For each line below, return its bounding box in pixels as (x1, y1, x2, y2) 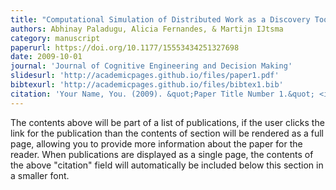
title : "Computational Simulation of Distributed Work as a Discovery (10, 14, 311, 25)
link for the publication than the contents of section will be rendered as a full (10, 127, 324, 139)
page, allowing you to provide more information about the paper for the (10, 137, 303, 150)
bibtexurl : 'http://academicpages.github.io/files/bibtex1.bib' (10, 80, 284, 90)
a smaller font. (10, 169, 70, 181)
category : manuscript (10, 33, 101, 43)
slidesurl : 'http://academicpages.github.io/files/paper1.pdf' (10, 71, 280, 81)
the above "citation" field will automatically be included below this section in (10, 159, 324, 171)
